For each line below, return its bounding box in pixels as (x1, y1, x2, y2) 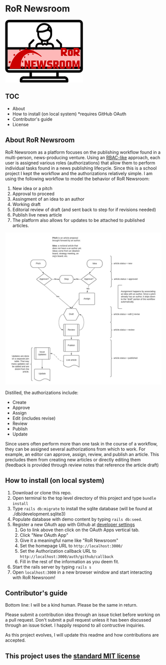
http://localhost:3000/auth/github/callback (19, 554, 114, 559)
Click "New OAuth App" (19, 532, 69, 538)
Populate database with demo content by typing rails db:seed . (12, 516, 143, 522)
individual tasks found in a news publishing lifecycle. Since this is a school (5, 165, 157, 171)
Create (12, 399, 26, 405)
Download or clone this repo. (12, 489, 72, 495)
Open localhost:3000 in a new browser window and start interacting (12, 569, 153, 575)
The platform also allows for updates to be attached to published (12, 217, 145, 223)
